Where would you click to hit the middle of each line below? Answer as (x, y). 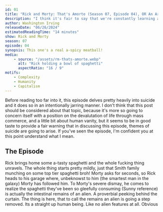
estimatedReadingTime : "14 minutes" (42, 32)
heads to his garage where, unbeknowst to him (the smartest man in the (77, 179)
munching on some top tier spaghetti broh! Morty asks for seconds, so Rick (81, 173)
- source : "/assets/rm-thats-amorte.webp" (57, 59)
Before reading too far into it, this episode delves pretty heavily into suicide (80, 100)
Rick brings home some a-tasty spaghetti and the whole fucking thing (75, 163)
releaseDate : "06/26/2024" (32, 28)
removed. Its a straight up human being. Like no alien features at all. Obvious (81, 204)
